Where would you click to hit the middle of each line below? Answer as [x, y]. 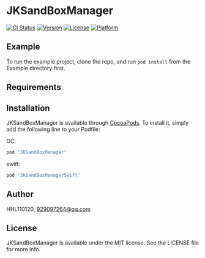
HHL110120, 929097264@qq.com [48, 209]
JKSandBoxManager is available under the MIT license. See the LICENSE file [103, 243]
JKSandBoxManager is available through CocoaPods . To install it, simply [98, 122]
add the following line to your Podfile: [54, 129]
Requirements [34, 87]
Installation [28, 108]
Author [20, 194]
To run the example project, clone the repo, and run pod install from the [99, 61]
